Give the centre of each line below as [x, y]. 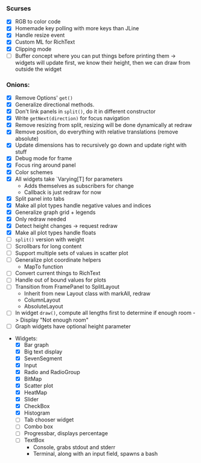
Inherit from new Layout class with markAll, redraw [87, 294]
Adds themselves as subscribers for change [79, 186]
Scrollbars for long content [48, 247]
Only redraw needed [40, 219]
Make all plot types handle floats [56, 232]
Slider [31, 400]
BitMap [33, 378]
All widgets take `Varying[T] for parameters [69, 179]
